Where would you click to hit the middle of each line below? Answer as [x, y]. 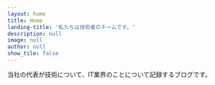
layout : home [27, 14]
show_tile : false [33, 54]
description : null [35, 34]
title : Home [25, 21]
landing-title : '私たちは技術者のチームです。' [71, 27]
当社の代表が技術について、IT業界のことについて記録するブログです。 [109, 74]
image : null [25, 40]
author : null [27, 47]
